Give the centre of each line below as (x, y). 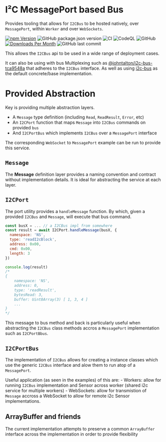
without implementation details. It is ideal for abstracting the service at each (83, 179)
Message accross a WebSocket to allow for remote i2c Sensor (68, 396)
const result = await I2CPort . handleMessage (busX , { (61, 230)
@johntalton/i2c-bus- (131, 63)
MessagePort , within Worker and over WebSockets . (54, 28)
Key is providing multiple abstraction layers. (50, 107)
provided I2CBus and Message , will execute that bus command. (68, 217)
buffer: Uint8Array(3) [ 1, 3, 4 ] (51, 299)
